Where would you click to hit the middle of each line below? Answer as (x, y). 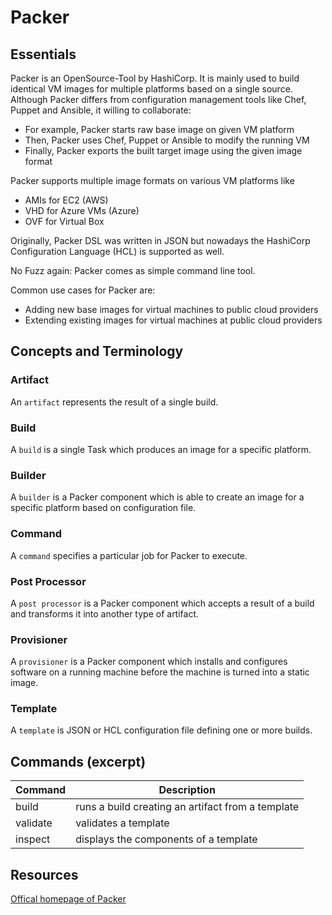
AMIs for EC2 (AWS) (66, 200)
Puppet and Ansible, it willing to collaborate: (101, 110)
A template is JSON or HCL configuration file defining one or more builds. (161, 730)
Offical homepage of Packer (68, 899)
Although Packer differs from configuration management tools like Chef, (158, 99)
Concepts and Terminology (97, 351)
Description (187, 790)
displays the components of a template (166, 839)
